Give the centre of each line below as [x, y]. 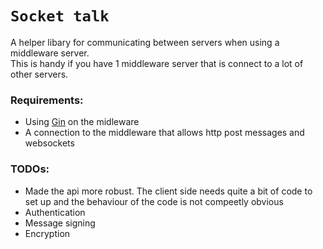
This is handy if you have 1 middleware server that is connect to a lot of [157, 63]
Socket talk [60, 16]
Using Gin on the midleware [82, 122]
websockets [49, 143]
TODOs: [30, 169]
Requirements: [47, 100]
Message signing [60, 223]
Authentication [55, 212]
